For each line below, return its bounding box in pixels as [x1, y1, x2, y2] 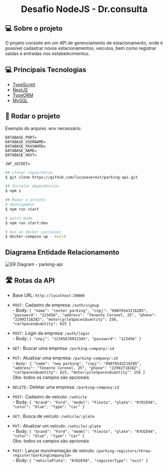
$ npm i [5, 188, 22, 193]
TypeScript [12, 81, 36, 87]
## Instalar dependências [5, 184, 59, 189]
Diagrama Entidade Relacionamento [5, 248, 119, 257]
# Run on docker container [5, 229, 62, 235]
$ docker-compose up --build [5, 234, 66, 239]
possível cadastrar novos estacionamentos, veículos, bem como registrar [5, 45, 156, 51]
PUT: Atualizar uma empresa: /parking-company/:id [12, 355, 118, 361]
